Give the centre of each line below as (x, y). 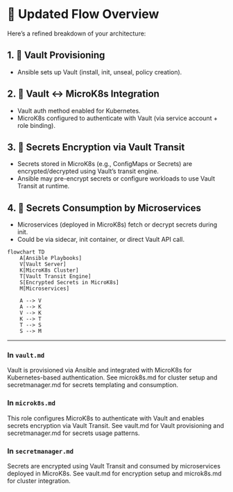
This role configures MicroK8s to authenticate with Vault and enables (106, 418)
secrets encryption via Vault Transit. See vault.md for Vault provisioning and (115, 425)
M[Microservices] (45, 289)
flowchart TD (26, 252)
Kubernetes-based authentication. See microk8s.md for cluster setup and (112, 377)
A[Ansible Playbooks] (51, 259)
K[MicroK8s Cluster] (49, 270)
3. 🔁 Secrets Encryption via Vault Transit (96, 147)
